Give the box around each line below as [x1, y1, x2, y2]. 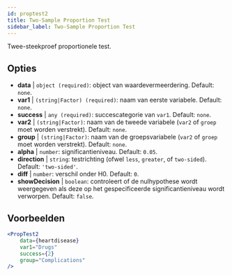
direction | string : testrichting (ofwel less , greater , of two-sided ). [17, 155, 207, 164]
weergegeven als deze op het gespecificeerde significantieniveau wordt [17, 185, 225, 193]
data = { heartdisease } [20, 237, 79, 244]
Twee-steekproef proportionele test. [7, 43, 111, 51]
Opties [7, 62, 37, 74]
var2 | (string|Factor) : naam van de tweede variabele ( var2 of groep [17, 118, 217, 126]
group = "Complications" [20, 256, 86, 263]
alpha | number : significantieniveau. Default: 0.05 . [17, 148, 158, 156]
